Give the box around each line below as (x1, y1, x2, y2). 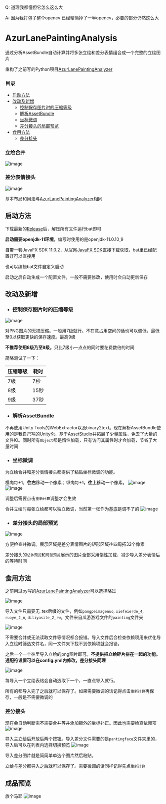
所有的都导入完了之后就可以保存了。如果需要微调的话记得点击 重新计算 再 (5, 688, 150, 694)
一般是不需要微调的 (13, 694, 53, 700)
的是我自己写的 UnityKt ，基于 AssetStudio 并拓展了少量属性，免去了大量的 (9, 431, 158, 437)
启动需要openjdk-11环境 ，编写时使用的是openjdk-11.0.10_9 (5, 236, 124, 242)
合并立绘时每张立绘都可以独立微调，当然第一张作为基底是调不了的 (5, 506, 139, 512)
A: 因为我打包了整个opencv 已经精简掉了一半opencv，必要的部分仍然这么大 (5, 15, 159, 21)
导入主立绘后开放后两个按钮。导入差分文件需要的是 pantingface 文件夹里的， (5, 736, 160, 742)
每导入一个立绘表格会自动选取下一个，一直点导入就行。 (5, 678, 118, 684)
